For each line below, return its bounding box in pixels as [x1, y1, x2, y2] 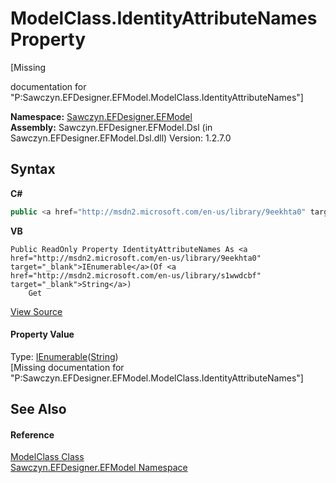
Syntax [10, 161, 56, 178]
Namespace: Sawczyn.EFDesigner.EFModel [10, 110, 193, 122]
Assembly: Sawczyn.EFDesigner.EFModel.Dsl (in [10, 121, 213, 133]
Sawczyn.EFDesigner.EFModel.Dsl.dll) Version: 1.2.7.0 [10, 132, 232, 144]
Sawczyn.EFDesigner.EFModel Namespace [10, 462, 188, 474]
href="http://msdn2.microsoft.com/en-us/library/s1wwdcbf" [10, 270, 262, 281]
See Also [10, 401, 67, 418]
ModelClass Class [10, 451, 85, 463]
